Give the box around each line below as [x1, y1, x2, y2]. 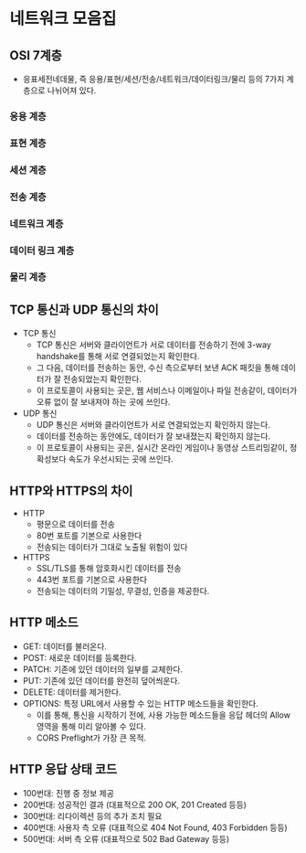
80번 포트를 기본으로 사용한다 [36, 530, 142, 541]
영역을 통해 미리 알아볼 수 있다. [36, 720, 146, 731]
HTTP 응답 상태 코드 [9, 762, 118, 777]
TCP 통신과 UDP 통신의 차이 [9, 302, 160, 317]
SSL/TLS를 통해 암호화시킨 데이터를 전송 [36, 563, 182, 574]
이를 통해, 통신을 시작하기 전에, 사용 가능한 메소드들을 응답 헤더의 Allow [36, 709, 290, 720]
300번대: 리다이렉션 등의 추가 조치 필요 [22, 810, 163, 821]
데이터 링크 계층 [9, 244, 75, 257]
